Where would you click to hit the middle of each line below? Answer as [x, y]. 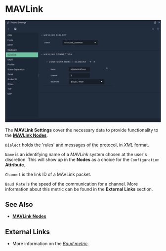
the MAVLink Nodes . [26, 135]
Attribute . [15, 165]
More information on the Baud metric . [50, 244]
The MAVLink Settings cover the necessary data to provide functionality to [82, 130]
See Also [19, 204]
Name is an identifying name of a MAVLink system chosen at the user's [76, 154]
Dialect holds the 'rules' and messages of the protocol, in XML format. [77, 145]
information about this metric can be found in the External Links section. [79, 189]
